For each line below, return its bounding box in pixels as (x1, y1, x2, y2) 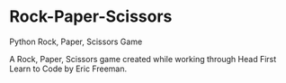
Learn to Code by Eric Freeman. (9, 63, 128, 74)
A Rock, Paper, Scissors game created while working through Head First (9, 53, 277, 64)
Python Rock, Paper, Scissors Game (9, 36, 143, 47)
